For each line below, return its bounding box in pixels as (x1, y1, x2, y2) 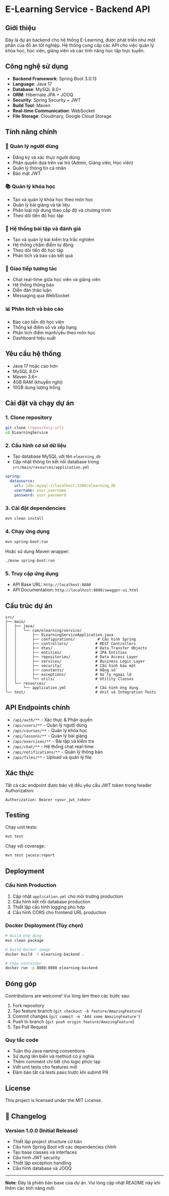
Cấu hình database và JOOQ (12, 1165, 72, 1171)
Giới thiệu (5, 24, 36, 32)
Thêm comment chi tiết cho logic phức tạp (12, 1059, 101, 1065)
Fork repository (12, 1003, 45, 1009)
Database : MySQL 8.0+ (12, 86, 62, 92)
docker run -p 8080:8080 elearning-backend (5, 965, 98, 970)
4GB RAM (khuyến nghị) (12, 379, 63, 385)
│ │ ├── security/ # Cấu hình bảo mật (5, 663, 136, 668)
